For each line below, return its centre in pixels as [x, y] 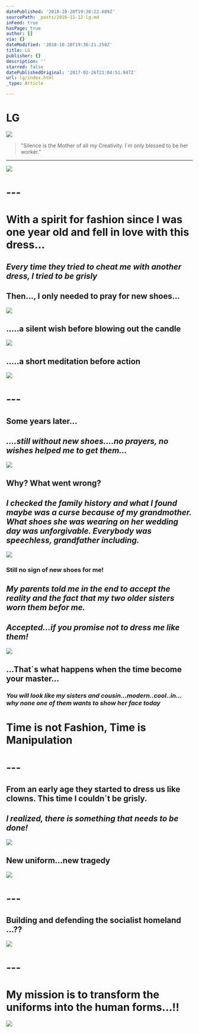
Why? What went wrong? [54, 483]
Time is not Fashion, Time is [76, 728]
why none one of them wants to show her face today [84, 703]
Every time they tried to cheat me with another [94, 267]
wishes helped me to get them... [67, 451]
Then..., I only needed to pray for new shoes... [93, 297]
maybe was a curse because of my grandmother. [99, 513]
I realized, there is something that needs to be [92, 819]
